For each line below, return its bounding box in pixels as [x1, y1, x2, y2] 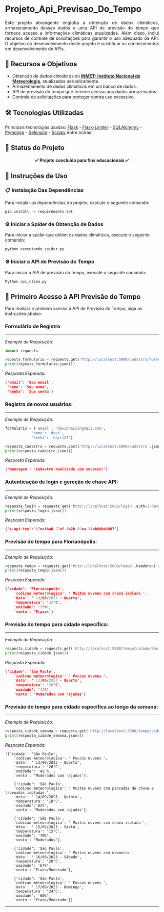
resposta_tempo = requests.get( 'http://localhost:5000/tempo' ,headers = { [5, 563, 156, 569]
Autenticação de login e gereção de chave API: [5, 478, 119, 485]
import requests [5, 348, 38, 353]
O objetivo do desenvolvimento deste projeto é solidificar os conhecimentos [5, 40, 159, 46]
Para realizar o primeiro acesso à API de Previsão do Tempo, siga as [5, 306, 143, 312]
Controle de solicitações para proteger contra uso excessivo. [12, 94, 135, 100]
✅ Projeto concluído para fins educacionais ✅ [35, 157, 129, 163]
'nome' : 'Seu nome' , [7, 385, 49, 390]
